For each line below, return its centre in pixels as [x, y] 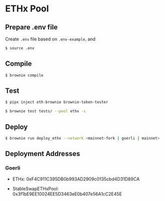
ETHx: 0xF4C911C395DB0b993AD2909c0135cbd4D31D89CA [76, 179]
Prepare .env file [31, 27]
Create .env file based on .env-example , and [50, 39]
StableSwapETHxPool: [35, 189]
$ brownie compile [24, 75]
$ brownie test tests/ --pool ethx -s [45, 111]
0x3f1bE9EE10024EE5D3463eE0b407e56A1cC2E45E [67, 194]
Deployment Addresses [43, 154]
